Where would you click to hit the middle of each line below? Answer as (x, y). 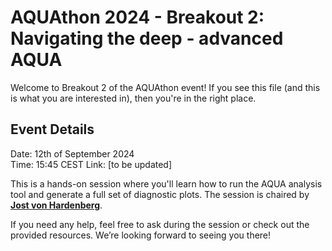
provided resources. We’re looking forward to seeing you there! (141, 235)
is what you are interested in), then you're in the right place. (133, 98)
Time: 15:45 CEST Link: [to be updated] (91, 164)
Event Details (52, 129)
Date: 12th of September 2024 (72, 153)
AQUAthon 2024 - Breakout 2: (137, 17)
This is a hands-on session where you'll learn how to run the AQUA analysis (166, 183)
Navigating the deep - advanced (147, 38)
